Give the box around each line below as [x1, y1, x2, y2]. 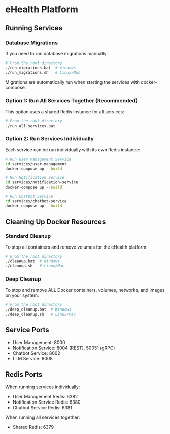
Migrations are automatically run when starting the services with [5, 79, 140, 85]
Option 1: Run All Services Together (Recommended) [5, 97, 138, 104]
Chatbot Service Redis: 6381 [12, 404, 73, 410]
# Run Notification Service [5, 175, 65, 180]
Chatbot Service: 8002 [12, 350, 61, 356]
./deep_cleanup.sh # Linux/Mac [5, 312, 76, 317]
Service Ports [5, 326, 49, 334]
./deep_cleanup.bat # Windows [5, 307, 72, 312]
